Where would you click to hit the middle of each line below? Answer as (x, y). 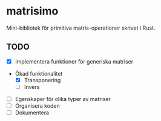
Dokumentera (32, 113)
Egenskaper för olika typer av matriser (63, 99)
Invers (32, 87)
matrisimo (32, 11)
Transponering (42, 80)
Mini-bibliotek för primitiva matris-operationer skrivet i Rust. (81, 28)
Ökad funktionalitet (39, 73)
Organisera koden (38, 106)
